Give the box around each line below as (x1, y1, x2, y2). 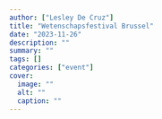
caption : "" (17, 96, 63, 106)
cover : (9, 72, 34, 81)
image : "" (17, 80, 54, 89)
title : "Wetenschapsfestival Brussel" (9, 21, 154, 30)
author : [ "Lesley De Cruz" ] (9, 13, 115, 22)
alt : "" (17, 88, 47, 97)
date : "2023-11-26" (9, 30, 82, 38)
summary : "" (9, 47, 54, 55)
